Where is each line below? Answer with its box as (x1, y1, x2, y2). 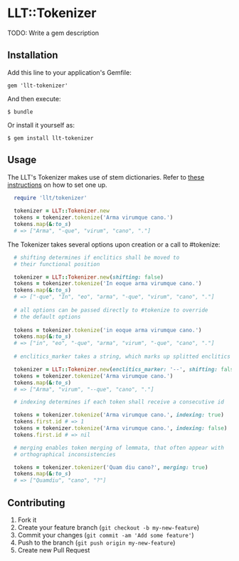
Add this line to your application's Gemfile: (7, 68, 132, 76)
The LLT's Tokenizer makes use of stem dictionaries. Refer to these (7, 173, 205, 181)
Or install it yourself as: (7, 120, 75, 129)
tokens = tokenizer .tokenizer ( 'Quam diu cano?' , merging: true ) (14, 463, 208, 471)
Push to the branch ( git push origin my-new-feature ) (17, 538, 176, 547)
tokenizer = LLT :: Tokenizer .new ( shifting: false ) (14, 273, 164, 281)
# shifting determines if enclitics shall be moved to (14, 254, 180, 261)
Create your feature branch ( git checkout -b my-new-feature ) (17, 523, 200, 532)
